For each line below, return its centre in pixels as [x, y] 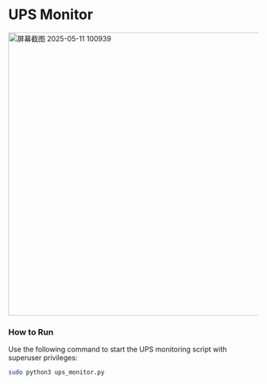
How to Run [31, 332]
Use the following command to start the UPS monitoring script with [118, 349]
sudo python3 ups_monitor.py [56, 372]
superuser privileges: [43, 358]
